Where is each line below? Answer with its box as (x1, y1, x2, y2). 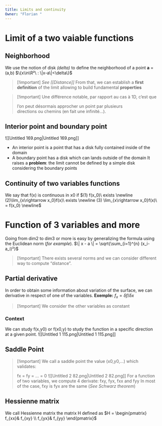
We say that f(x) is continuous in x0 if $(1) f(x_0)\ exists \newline (5, 192, 133, 198)
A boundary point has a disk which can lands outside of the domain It (12, 155, 150, 161)
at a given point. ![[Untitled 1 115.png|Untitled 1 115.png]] (5, 331, 116, 337)
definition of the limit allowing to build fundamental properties (16, 84, 142, 90)
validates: (16, 363, 36, 369)
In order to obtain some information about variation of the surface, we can (5, 287, 153, 293)
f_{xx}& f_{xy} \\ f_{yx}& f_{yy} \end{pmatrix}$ (5, 415, 97, 421)
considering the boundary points (12, 165, 77, 171)
